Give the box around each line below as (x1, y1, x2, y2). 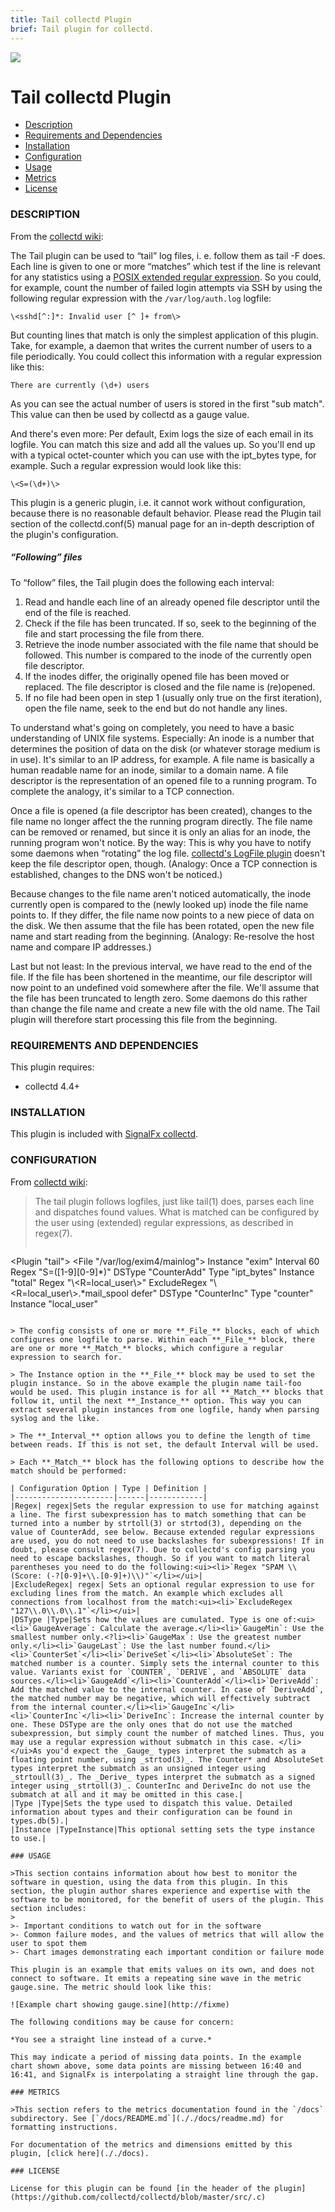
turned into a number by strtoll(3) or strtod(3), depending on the (10, 1518, 302, 1528)
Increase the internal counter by (180, 1711, 325, 1721)
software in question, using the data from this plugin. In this (10, 1877, 288, 1887)
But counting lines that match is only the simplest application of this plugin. (10, 329, 319, 341)
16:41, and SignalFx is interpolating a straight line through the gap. (10, 2069, 320, 2080)
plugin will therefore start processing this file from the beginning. (10, 1013, 278, 1025)
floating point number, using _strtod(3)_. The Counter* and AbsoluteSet (10, 1754, 325, 1765)
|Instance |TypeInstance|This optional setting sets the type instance (10, 1824, 315, 1835)
